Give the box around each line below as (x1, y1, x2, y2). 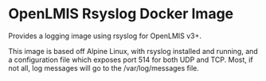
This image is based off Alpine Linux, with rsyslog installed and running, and (8, 46, 259, 56)
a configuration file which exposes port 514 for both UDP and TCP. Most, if (8, 55, 253, 64)
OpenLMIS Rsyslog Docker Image (8, 5, 234, 23)
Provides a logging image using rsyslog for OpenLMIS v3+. (8, 31, 201, 40)
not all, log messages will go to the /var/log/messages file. (8, 63, 199, 72)
